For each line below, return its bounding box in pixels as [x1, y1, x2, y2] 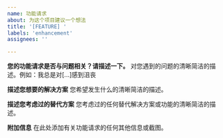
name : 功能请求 [7, 10, 47, 17]
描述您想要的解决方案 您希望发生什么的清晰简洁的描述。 [7, 85, 167, 94]
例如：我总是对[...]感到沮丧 [19, 71, 97, 79]
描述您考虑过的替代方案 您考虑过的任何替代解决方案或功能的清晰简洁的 [7, 100, 210, 108]
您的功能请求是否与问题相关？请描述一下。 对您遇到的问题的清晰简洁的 [7, 62, 210, 70]
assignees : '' [7, 36, 49, 43]
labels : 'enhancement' [7, 29, 73, 37]
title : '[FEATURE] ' [7, 23, 67, 30]
